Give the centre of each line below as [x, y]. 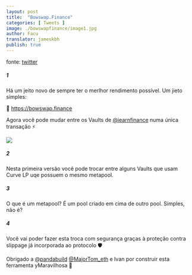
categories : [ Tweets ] [36, 23]
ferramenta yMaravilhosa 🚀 [39, 265]
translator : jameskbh [33, 39]
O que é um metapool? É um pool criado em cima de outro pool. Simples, [96, 204]
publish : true [24, 45]
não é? [14, 210]
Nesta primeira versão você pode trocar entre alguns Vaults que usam [92, 168]
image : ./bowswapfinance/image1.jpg [51, 28]
